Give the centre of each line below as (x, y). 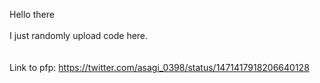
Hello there (32, 14)
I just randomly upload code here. (79, 35)
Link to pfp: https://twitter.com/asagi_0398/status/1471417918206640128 (159, 67)
